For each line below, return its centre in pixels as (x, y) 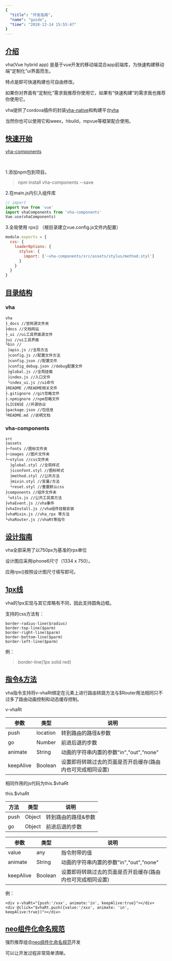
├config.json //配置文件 (33, 361)
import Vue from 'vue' (29, 207)
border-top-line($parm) (31, 628)
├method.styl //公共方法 (35, 476)
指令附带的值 (77, 853)
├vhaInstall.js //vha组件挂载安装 (40, 509)
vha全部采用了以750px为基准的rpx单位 (46, 550)
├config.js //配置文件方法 (34, 355)
